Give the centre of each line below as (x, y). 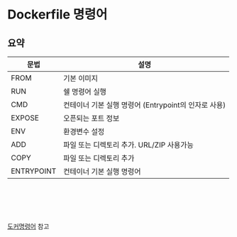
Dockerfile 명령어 (57, 15)
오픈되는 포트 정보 (91, 118)
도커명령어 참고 (28, 226)
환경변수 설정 (84, 132)
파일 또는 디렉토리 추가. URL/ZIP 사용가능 (128, 145)
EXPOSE (25, 118)
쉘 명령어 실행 (84, 92)
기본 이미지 (80, 78)
